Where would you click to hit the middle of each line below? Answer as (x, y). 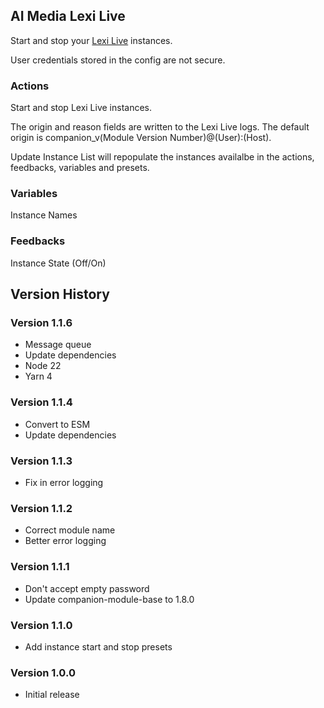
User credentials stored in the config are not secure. (118, 60)
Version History (60, 294)
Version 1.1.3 (41, 461)
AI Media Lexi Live (68, 16)
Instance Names (44, 215)
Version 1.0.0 (43, 672)
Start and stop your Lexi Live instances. (91, 40)
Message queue (58, 345)
